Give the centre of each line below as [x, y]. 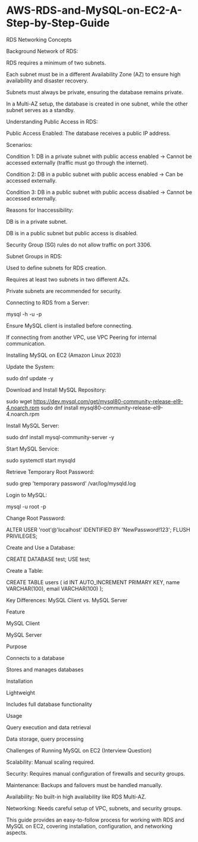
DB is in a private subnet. [37, 221]
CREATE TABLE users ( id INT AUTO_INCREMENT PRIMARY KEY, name [93, 582]
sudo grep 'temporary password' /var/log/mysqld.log [71, 483]
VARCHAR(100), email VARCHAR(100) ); [55, 588]
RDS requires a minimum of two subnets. [56, 63]
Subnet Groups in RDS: [34, 256]
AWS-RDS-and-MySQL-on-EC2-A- [94, 10]
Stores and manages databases [45, 670]
